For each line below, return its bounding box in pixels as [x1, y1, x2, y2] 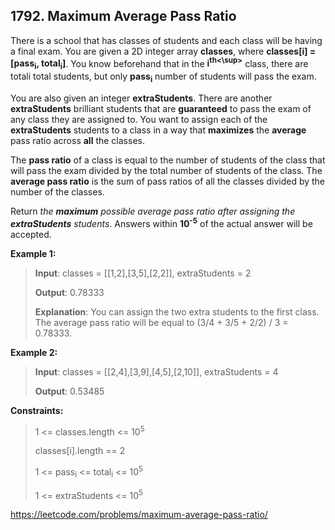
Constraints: [10, 404, 64, 416]
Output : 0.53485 [34, 385, 105, 397]
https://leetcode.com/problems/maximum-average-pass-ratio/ [10, 509, 268, 521]
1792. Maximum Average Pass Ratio [10, 8, 237, 25]
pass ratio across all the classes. [10, 135, 145, 147]
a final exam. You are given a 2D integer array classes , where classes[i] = [10, 45, 317, 57]
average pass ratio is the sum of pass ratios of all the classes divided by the [10, 175, 326, 188]
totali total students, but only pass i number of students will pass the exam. [10, 70, 317, 85]
